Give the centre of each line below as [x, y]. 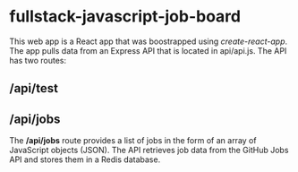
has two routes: [38, 60]
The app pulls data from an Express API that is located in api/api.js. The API [148, 50]
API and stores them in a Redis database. [85, 159]
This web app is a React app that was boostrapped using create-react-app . [149, 41]
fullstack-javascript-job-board [125, 17]
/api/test [34, 88]
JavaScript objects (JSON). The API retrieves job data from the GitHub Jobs [149, 150]
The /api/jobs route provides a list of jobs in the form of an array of [133, 141]
